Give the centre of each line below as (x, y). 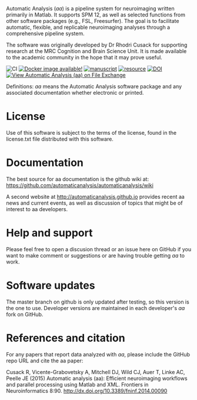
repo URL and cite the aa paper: (45, 361)
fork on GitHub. (25, 314)
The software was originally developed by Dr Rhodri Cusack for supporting (97, 45)
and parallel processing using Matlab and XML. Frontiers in (77, 384)
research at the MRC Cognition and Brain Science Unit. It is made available (96, 51)
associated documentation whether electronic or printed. (75, 93)
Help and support (49, 233)
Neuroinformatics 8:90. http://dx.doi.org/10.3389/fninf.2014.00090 (87, 391)
